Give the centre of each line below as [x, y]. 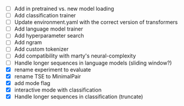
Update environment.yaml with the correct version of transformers [96, 22]
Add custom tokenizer [42, 49]
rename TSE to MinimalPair [47, 76]
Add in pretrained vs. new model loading [64, 9]
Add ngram [28, 43]
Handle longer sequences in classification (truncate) [79, 96]
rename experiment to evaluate [53, 69]
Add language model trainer [48, 29]
